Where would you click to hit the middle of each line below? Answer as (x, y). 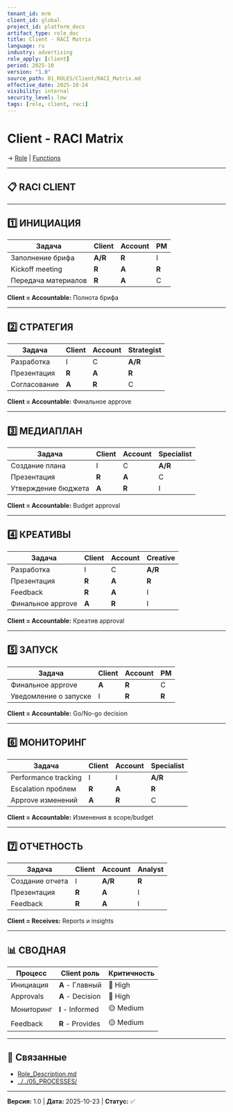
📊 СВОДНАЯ (37, 950)
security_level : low (37, 98)
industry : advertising (40, 53)
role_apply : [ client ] (38, 59)
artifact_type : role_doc (43, 33)
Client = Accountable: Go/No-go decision (68, 713)
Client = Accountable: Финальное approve (69, 402)
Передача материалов (49, 280)
